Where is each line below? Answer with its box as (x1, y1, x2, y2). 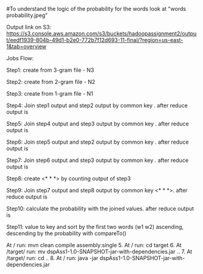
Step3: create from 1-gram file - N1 (6, 90, 94, 97)
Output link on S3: (6, 24, 52, 30)
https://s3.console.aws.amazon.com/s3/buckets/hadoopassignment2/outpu (6, 30, 197, 37)
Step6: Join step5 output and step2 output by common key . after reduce (6, 138, 189, 146)
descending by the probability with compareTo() (6, 230, 126, 237)
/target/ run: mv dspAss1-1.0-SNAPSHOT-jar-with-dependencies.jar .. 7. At (6, 248, 193, 255)
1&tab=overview (6, 43, 47, 50)
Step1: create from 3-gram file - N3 (6, 66, 94, 74)
